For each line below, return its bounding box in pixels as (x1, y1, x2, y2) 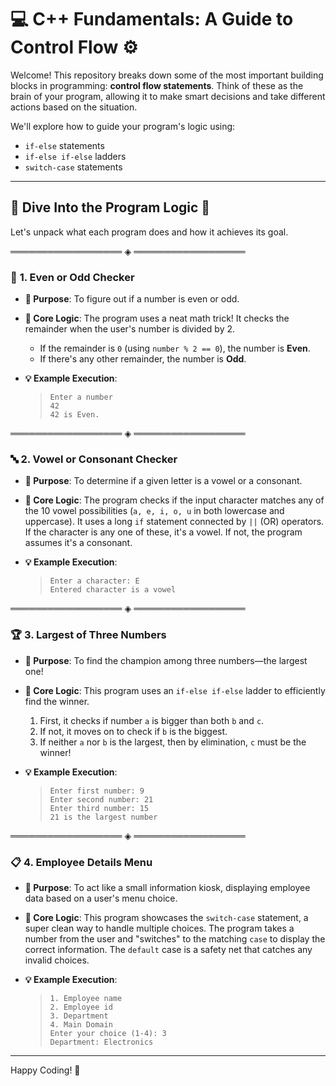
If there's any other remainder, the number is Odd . (39, 353, 247, 365)
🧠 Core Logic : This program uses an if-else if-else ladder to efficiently (24, 684, 326, 696)
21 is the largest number (49, 812, 158, 822)
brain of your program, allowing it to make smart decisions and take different (10, 90, 326, 102)
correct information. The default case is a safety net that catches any (24, 943, 313, 955)
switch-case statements (24, 161, 123, 173)
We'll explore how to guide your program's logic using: (10, 120, 236, 132)
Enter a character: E (49, 576, 140, 586)
